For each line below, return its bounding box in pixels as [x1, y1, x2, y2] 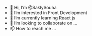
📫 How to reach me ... [9, 26, 56, 31]
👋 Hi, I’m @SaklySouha [9, 5, 57, 10]
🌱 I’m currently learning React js [9, 15, 76, 20]
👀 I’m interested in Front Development [9, 10, 88, 16]
